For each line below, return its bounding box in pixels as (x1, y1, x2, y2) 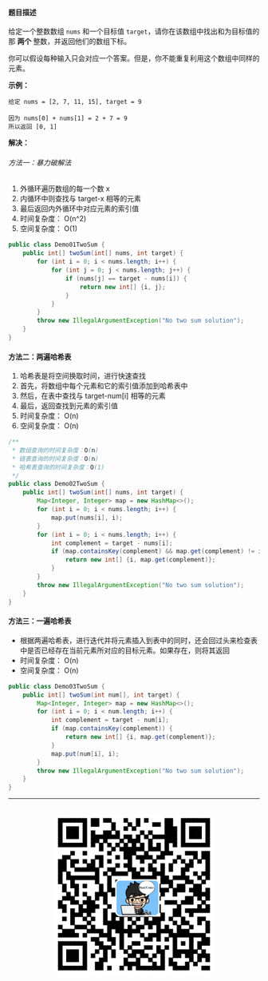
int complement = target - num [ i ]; (50, 716, 170, 725)
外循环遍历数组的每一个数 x (19, 184, 110, 193)
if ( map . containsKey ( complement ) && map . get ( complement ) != (50, 547, 255, 555)
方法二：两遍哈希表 (8, 351, 72, 361)
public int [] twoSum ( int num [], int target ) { (22, 691, 180, 699)
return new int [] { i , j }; (79, 283, 166, 291)
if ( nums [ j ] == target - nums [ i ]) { (65, 274, 187, 283)
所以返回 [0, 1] (8, 123, 57, 131)
